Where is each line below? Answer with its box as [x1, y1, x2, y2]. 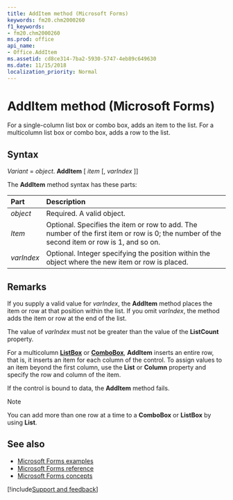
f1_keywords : [7, 23, 45, 30]
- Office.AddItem [7, 49, 58, 56]
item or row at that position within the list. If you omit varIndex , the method [7, 307, 220, 315]
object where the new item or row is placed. [46, 258, 189, 267]
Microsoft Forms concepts [17, 472, 93, 480]
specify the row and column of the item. [7, 371, 121, 379]
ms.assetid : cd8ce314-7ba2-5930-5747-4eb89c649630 [7, 56, 157, 62]
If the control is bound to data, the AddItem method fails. [7, 384, 170, 392]
